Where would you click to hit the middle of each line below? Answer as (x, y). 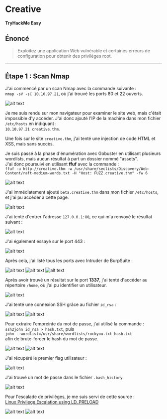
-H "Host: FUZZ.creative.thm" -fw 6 (110, 173)
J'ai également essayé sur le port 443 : (45, 241)
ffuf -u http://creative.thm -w (39, 169)
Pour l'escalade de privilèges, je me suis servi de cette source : (70, 397)
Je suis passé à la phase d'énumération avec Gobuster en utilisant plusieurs (83, 153)
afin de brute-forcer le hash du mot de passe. (52, 339)
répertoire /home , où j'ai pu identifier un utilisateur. (56, 285)
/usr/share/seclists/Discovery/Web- (112, 169)
